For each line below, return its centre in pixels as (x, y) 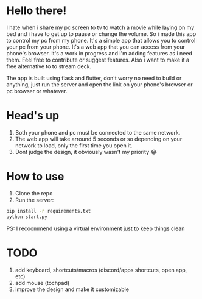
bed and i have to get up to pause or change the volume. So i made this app (101, 33)
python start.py (27, 217)
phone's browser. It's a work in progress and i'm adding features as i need (99, 53)
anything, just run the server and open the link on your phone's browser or (99, 84)
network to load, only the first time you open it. (74, 145)
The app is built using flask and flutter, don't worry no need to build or (94, 78)
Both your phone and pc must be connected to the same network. (98, 132)
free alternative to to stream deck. (49, 66)
